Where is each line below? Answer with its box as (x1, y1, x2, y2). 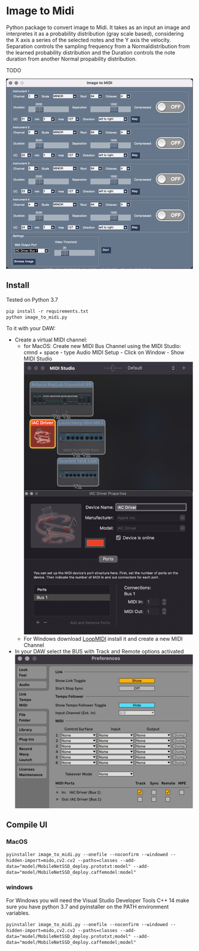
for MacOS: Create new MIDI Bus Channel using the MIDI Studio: (23, 342, 182, 349)
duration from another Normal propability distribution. (6, 55, 137, 62)
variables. (6, 909, 30, 917)
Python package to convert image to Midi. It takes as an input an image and (6, 24, 191, 31)
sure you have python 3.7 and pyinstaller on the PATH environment (6, 903, 169, 910)
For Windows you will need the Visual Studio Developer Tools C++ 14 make (6, 896, 190, 904)
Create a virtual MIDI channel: (14, 336, 88, 343)
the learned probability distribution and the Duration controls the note (6, 49, 176, 56)
